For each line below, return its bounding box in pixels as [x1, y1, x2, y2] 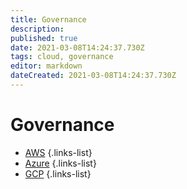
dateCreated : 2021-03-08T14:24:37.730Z [10, 71, 177, 81]
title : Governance [10, 14, 87, 25]
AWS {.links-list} [24, 146, 93, 158]
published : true [10, 33, 78, 43]
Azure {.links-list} [24, 157, 97, 169]
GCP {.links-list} [24, 167, 92, 180]
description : [10, 24, 65, 34]
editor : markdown [10, 61, 83, 71]
